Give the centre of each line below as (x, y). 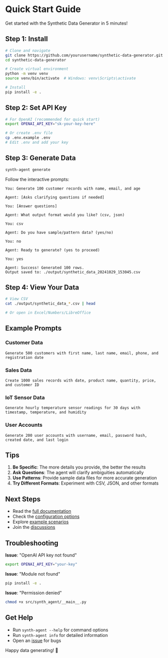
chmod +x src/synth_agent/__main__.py (46, 602)
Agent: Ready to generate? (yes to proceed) (53, 250)
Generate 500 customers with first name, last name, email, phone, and (82, 353)
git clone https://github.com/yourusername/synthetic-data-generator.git (84, 55)
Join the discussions (34, 527)
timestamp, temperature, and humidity (46, 412)
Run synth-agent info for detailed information (60, 635)
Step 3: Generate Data (41, 158)
